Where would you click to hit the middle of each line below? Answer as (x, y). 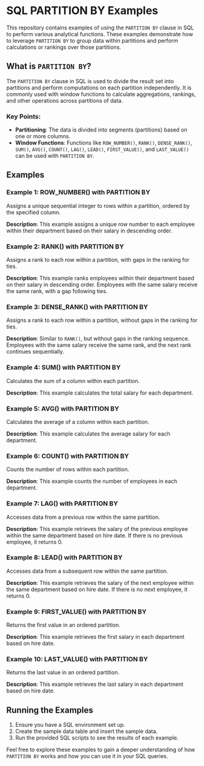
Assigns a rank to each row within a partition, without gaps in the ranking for (102, 320)
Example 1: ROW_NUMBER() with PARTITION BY (78, 192)
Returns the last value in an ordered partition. (63, 672)
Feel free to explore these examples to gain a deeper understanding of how (101, 749)
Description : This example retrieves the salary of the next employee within (100, 582)
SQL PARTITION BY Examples (82, 11)
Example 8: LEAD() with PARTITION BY (65, 557)
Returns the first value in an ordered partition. (63, 625)
